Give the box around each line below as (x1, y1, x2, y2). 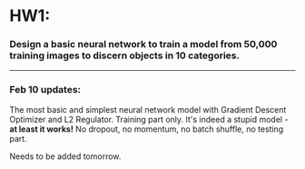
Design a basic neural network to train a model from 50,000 (9, 38, 278, 51)
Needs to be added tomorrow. (9, 151, 122, 162)
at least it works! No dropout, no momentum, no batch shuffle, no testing (9, 124, 284, 134)
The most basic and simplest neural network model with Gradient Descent (9, 104, 287, 114)
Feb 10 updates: (9, 84, 82, 96)
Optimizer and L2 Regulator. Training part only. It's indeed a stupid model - (9, 114, 289, 124)
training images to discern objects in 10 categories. (9, 49, 241, 62)
